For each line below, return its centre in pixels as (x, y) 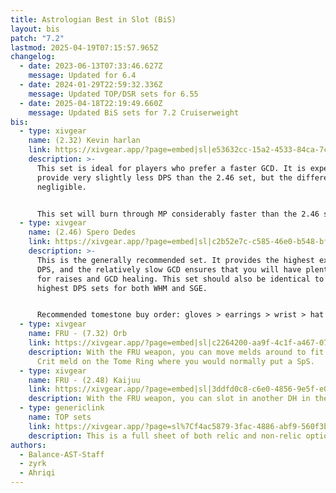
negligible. (61, 187)
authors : (28, 445)
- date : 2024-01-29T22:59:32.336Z (91, 85)
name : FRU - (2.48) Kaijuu (84, 380)
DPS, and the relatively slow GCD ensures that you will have (169, 269)
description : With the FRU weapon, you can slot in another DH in (169, 399)
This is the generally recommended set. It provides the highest (175, 260)
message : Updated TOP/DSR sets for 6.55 (113, 94)
